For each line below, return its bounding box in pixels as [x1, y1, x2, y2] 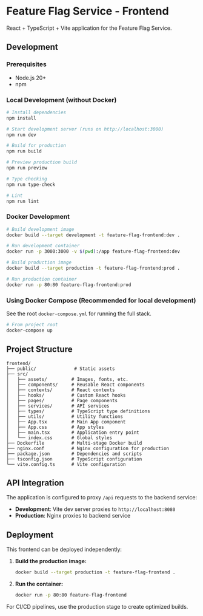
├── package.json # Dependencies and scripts [6, 451, 142, 457]
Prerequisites [6, 60, 47, 69]
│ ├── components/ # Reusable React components [6, 382, 145, 388]
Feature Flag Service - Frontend [6, 4, 169, 18]
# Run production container [6, 276, 78, 282]
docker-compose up [6, 327, 53, 334]
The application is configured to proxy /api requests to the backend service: [6, 494, 198, 501]
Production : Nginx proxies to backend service [15, 512, 131, 519]
